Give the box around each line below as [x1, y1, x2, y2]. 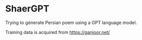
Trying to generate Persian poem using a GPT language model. [5, 19, 137, 25]
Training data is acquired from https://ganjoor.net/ [5, 29, 110, 35]
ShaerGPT [5, 3, 49, 14]
